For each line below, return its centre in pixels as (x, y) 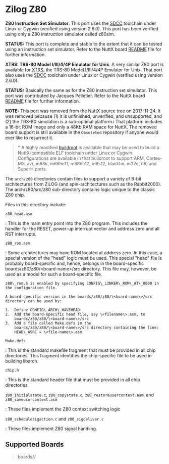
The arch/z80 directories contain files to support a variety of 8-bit (73, 178)
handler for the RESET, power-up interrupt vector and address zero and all (82, 228)
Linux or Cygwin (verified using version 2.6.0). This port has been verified (82, 28)
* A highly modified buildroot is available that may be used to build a (89, 147)
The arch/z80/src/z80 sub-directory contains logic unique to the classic (80, 189)
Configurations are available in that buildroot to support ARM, (81, 158)
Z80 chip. (15, 195)
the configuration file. (31, 288)
